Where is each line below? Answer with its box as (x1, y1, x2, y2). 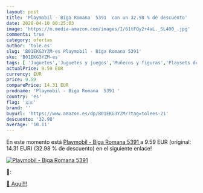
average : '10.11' (6, 122, 50, 128)
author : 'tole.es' (6, 43, 53, 49)
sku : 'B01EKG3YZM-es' (6, 54, 61, 60)
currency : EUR (6, 71, 42, 77)
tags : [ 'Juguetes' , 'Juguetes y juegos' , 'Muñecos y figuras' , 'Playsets (6, 59, 190, 66)
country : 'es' (6, 93, 42, 100)
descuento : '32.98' (6, 116, 56, 122)
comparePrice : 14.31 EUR (6, 83, 69, 89)
